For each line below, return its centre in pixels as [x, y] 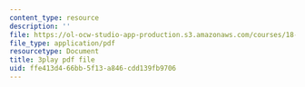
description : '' [40, 26]
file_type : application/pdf [63, 43]
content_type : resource [54, 18]
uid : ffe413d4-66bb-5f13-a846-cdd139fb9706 [93, 69]
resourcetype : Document [54, 52]
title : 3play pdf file [52, 60]
